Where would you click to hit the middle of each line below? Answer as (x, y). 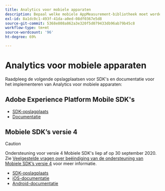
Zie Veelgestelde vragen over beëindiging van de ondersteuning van (74, 158)
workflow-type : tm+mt (27, 28)
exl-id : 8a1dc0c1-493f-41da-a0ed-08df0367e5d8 (54, 19)
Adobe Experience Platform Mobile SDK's (70, 100)
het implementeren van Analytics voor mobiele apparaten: (64, 84)
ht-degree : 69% (21, 37)
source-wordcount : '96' (29, 32)
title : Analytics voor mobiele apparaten (48, 10)
